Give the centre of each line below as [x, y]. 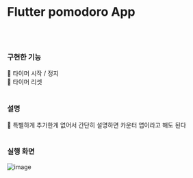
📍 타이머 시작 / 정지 [33, 73]
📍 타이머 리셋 [25, 82]
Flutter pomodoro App [71, 12]
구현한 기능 [24, 57]
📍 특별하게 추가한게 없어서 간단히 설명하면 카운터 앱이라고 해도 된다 [97, 125]
